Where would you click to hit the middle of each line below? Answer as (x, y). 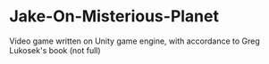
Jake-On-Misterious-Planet (114, 16)
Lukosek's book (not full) (55, 50)
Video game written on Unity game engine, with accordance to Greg (135, 41)
